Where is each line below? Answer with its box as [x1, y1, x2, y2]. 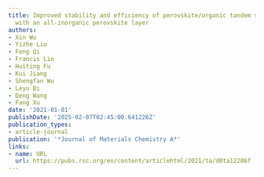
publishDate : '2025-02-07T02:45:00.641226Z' [8, 114, 156, 121]
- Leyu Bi [8, 84, 41, 92]
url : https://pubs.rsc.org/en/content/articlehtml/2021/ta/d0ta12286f [15, 157, 251, 165]
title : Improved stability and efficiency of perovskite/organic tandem [8, 11, 251, 20]
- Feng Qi [8, 48, 41, 56]
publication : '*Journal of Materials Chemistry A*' [8, 135, 181, 143]
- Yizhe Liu [8, 41, 47, 49]
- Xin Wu [8, 33, 37, 42]
